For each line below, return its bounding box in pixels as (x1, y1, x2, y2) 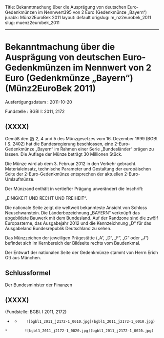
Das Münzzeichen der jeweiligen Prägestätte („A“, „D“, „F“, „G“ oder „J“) (5, 234, 149, 241)
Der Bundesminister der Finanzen (5, 282, 72, 288)
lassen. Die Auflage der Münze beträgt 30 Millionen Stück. (5, 151, 123, 157)
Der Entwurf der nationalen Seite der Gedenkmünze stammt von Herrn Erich (5, 249, 158, 255)
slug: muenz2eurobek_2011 (5, 20, 60, 25)
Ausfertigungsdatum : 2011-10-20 (5, 99, 72, 105)
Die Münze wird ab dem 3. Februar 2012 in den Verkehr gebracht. (5, 161, 137, 167)
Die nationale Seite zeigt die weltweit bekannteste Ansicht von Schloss (5, 205, 147, 211)
